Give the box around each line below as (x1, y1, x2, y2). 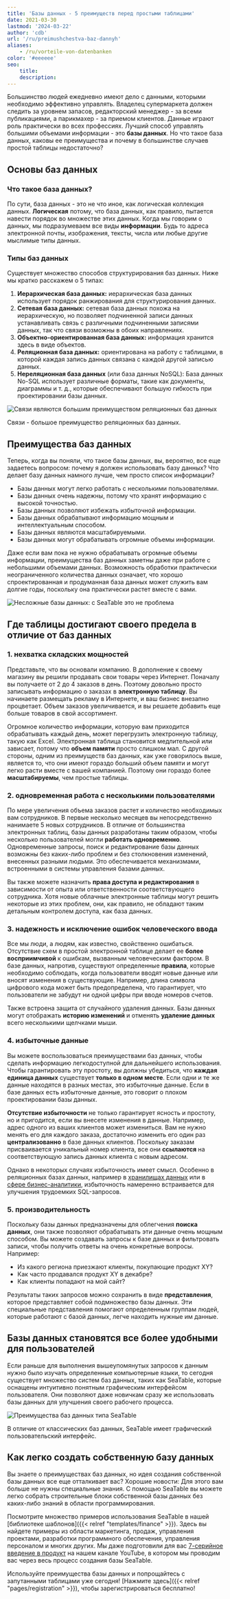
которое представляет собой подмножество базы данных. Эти (7, 1298, 192, 1307)
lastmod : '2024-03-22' (7, 23, 72, 30)
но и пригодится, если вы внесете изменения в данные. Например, (7, 1116, 206, 1124)
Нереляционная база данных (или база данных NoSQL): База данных (16, 370, 223, 378)
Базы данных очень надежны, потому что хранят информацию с (16, 492, 207, 500)
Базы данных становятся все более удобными (7, 1333, 218, 1344)
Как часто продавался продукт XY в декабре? (16, 1270, 153, 1278)
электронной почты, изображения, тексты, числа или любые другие (7, 229, 208, 238)
